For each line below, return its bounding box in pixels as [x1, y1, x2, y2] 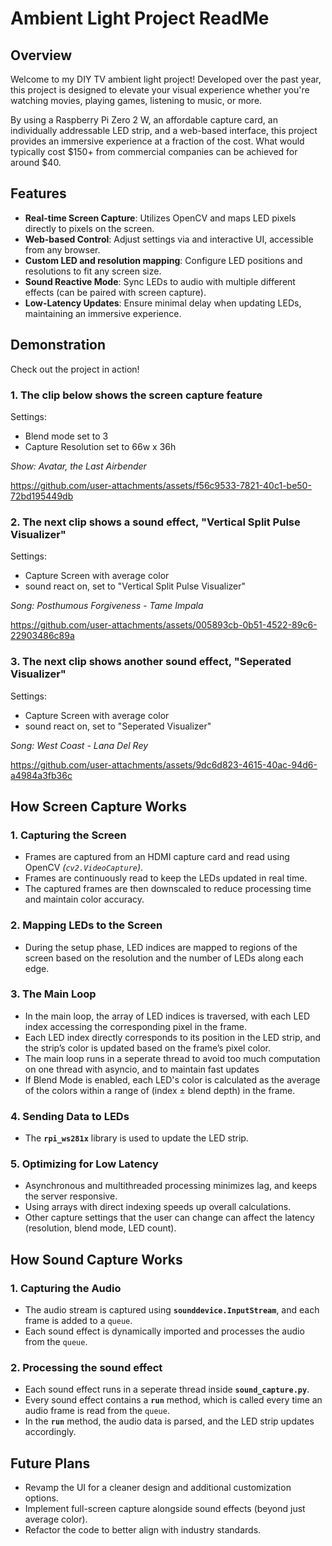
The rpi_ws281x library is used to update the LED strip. [24, 1132, 249, 1144]
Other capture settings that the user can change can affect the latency [24, 1212, 315, 1224]
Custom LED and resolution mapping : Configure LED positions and [24, 254, 303, 266]
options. [24, 1492, 59, 1504]
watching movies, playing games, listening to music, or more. [10, 95, 263, 106]
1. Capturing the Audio [10, 1281, 122, 1295]
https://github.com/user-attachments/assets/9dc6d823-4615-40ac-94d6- [10, 758, 318, 771]
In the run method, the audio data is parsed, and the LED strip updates [24, 1415, 315, 1427]
